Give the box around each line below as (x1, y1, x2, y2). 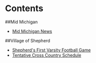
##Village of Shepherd (5, 37, 50, 44)
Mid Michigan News (12, 28, 53, 34)
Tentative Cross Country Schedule (12, 52, 81, 58)
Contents (5, 3, 44, 14)
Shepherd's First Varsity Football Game (12, 47, 91, 53)
